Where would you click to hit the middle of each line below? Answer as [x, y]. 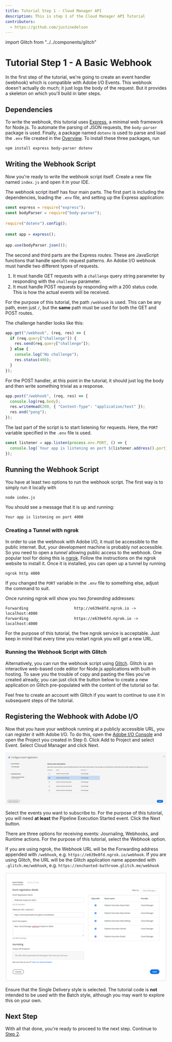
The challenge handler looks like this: [45, 323]
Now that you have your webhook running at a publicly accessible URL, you [85, 729]
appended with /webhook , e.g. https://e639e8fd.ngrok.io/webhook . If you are [86, 854]
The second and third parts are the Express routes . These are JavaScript [82, 255]
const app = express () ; [31, 235]
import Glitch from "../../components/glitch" [51, 42]
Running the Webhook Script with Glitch [56, 652]
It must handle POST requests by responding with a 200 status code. [85, 286]
